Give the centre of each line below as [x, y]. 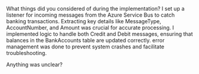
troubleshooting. [26, 53]
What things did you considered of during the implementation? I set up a [95, 9]
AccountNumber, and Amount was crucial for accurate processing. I [90, 27]
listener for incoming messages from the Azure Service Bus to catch [91, 15]
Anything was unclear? [34, 64]
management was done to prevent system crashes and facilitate [85, 47]
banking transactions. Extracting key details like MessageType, [84, 21]
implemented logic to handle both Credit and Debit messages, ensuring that [99, 34]
